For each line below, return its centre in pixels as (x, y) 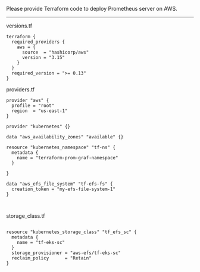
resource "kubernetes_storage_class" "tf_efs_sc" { (71, 232)
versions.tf (19, 26)
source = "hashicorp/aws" (55, 52)
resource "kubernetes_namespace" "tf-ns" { (61, 147)
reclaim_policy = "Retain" (52, 258)
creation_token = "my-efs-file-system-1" (64, 189)
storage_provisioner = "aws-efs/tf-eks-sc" (66, 253)
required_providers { (38, 42)
